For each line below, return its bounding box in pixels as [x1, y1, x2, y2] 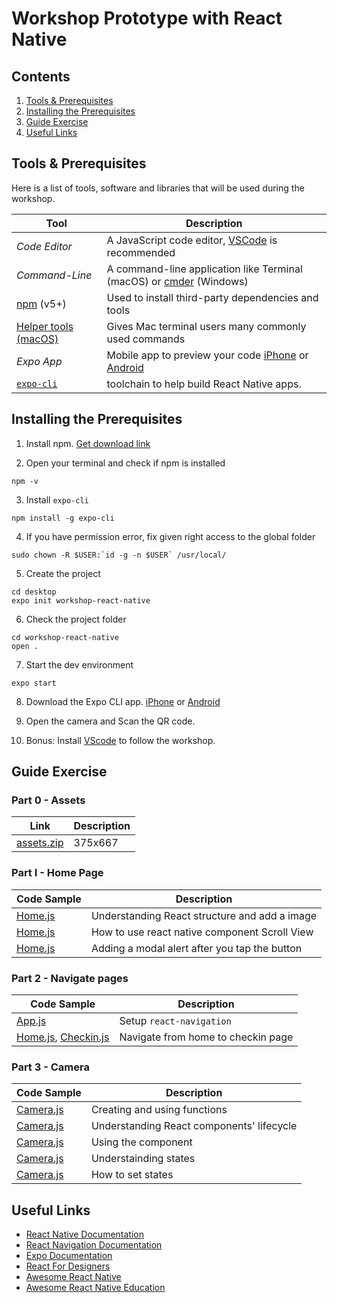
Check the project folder [25, 613, 127, 625]
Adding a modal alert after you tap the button [90, 941, 303, 955]
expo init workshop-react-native [11, 595, 151, 606]
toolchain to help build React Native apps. [106, 377, 302, 391]
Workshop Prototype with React [11, 7, 283, 30]
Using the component [90, 1135, 193, 1149]
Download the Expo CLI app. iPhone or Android [25, 695, 221, 707]
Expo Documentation [25, 1250, 113, 1262]
